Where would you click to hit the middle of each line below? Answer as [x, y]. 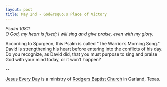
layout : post [19, 10]
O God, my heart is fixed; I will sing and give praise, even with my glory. [79, 34]
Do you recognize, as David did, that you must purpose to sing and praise [81, 54]
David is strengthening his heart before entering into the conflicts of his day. [84, 49]
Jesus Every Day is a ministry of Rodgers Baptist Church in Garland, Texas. [83, 79]
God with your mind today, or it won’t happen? [53, 59]
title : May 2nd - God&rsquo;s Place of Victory [56, 14]
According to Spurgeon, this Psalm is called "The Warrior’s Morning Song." [82, 43]
